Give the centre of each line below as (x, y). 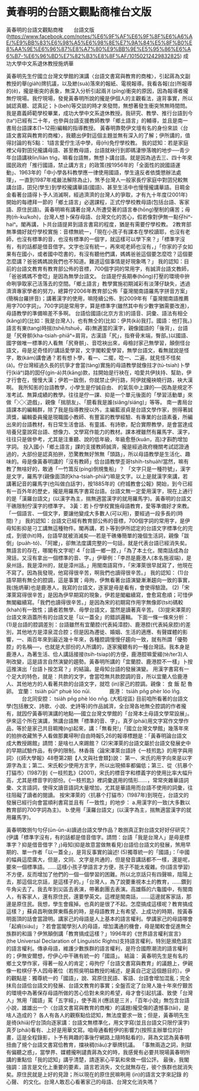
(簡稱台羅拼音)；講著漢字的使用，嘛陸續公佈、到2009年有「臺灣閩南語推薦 (98, 298)
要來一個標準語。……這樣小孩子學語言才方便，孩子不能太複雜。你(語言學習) (98, 867)
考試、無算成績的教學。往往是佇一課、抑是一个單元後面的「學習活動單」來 (102, 394)
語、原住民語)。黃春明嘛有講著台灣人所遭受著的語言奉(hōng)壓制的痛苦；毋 (98, 209)
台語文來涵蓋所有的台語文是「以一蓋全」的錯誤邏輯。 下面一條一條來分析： (98, 617)
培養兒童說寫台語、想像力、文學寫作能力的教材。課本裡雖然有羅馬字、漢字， (99, 432)
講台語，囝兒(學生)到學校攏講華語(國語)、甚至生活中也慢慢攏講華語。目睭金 (98, 187)
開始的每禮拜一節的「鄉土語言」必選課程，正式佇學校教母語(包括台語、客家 (98, 202)
